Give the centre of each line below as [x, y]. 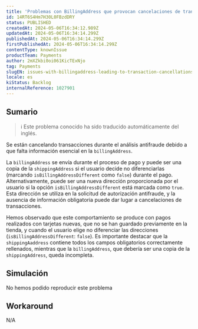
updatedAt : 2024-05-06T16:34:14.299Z [52, 34]
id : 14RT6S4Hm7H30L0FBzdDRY [41, 17]
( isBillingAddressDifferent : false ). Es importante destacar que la [87, 236]
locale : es [19, 77]
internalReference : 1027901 [41, 88]
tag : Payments [24, 66]
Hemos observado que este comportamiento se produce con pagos [88, 217]
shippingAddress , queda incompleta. [50, 255]
